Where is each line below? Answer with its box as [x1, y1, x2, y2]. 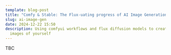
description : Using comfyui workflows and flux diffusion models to [5, 26, 154, 32]
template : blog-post [5, 7, 49, 13]
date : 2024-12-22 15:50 [5, 21, 56, 27]
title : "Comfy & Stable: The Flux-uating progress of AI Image [5, 12, 142, 17]
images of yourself [10, 31, 51, 36]
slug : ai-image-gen [5, 17, 47, 22]
